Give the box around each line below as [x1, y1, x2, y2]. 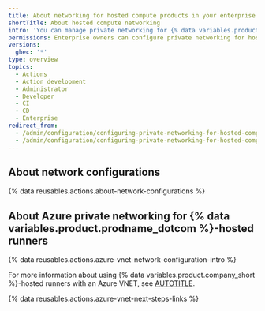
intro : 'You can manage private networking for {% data [8, 26, 196, 34]
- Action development [15, 77, 87, 85]
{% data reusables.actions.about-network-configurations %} [8, 186, 206, 196]
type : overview [8, 56, 58, 64]
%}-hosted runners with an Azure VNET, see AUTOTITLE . [8, 279, 196, 288]
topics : [8, 63, 34, 71]
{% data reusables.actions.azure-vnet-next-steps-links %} [8, 294, 200, 304]
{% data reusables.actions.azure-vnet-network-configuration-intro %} [8, 255, 237, 264]
